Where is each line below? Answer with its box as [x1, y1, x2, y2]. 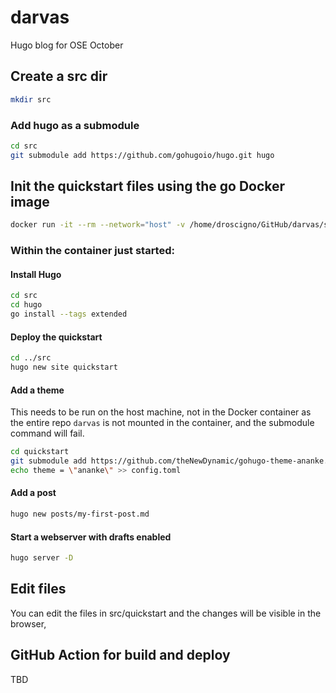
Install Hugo [10, 268, 62, 280]
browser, [10, 617, 47, 630]
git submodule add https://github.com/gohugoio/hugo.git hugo [10, 150, 275, 160]
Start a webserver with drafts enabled [10, 531, 172, 543]
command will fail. [10, 427, 85, 440]
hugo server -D [10, 553, 74, 563]
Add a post [10, 487, 57, 499]
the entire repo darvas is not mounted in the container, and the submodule [10, 417, 315, 429]
